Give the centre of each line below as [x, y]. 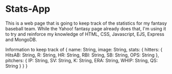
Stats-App [28, 9]
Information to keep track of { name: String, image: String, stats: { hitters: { [84, 49]
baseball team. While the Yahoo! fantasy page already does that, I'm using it [86, 28]
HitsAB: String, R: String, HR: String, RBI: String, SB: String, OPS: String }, [82, 55]
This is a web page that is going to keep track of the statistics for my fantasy [86, 23]
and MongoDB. [21, 40]
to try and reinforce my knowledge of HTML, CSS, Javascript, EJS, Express [85, 34]
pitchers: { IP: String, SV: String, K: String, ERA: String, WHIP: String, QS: [82, 60]
